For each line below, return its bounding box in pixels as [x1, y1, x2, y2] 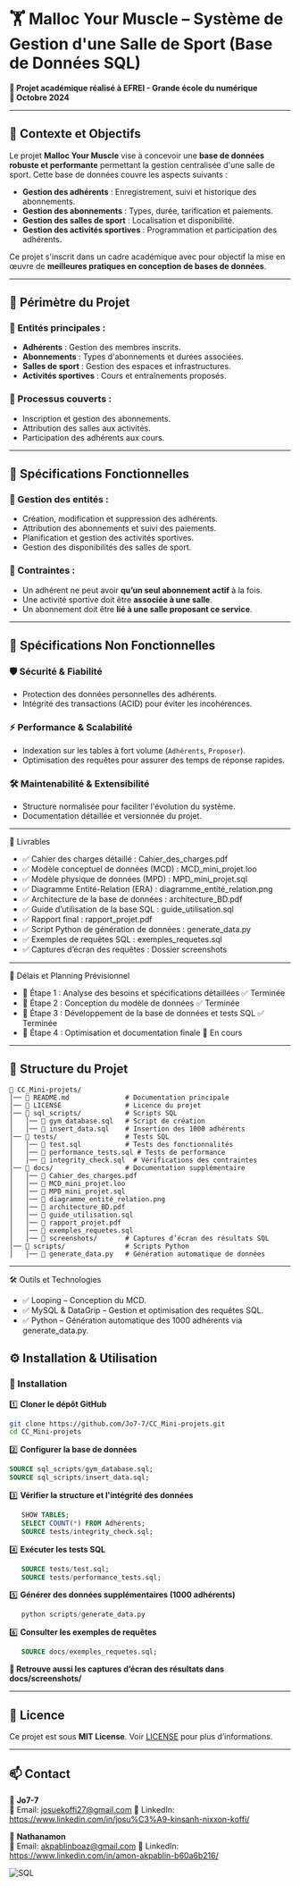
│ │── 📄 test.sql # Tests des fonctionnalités [9, 1140, 234, 1149]
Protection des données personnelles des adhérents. [21, 689, 217, 700]
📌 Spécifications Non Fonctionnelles [9, 638, 216, 653]
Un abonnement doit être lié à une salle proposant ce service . [21, 603, 253, 614]
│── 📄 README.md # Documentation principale [9, 1093, 229, 1102]
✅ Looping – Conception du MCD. [21, 1294, 147, 1305]
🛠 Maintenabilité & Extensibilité [9, 777, 150, 789]
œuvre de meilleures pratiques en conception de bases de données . [9, 260, 267, 271]
